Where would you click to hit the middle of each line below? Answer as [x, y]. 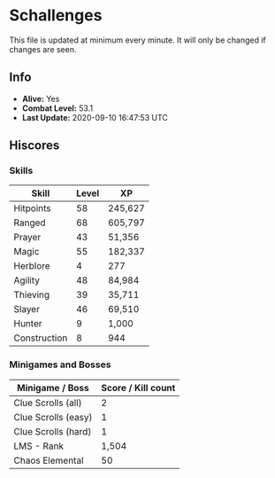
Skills [21, 171]
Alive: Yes [41, 98]
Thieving [32, 295]
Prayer [27, 238]
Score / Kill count [138, 388]
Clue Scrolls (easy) [53, 417]
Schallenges [56, 16]
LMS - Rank [39, 446]
